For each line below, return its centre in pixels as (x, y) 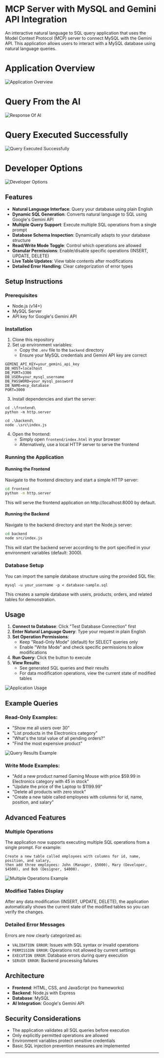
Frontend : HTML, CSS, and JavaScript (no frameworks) (68, 988)
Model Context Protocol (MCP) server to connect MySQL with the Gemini (79, 38)
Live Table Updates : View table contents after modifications (72, 261)
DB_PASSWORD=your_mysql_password (39, 382)
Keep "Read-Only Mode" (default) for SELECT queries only (79, 642)
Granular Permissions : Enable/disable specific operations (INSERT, (80, 250)
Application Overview (50, 68)
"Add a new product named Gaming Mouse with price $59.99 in (76, 776)
